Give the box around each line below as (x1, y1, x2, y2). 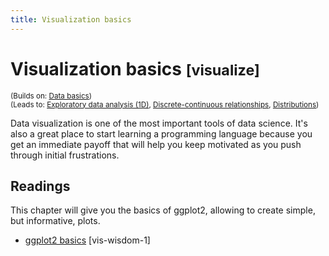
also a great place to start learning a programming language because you (10, 127, 313, 140)
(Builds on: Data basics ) (10, 91, 93, 101)
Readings (10, 177, 71, 195)
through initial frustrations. (10, 149, 120, 161)
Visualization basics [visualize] (10, 57, 260, 80)
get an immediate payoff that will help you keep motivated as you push (10, 138, 302, 150)
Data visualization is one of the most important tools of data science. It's (10, 117, 308, 129)
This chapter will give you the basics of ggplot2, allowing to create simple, (10, 204, 316, 216)
